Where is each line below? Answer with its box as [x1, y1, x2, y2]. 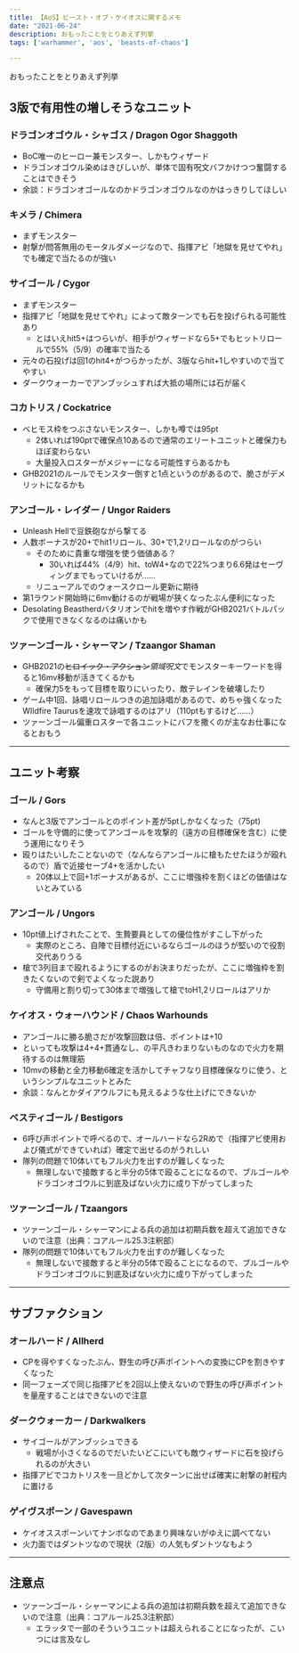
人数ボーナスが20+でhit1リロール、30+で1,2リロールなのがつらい [21, 536, 263, 548]
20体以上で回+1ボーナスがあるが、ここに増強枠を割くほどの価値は [35, 872, 280, 882]
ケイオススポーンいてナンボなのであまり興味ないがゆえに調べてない [21, 1527, 271, 1538]
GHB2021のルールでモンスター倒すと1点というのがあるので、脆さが [21, 468, 271, 479]
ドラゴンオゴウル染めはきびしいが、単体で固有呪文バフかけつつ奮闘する [21, 161, 287, 172]
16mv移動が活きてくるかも [37, 672, 135, 683]
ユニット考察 [9, 765, 80, 780]
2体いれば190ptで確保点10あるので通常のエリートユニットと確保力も [35, 434, 287, 446]
